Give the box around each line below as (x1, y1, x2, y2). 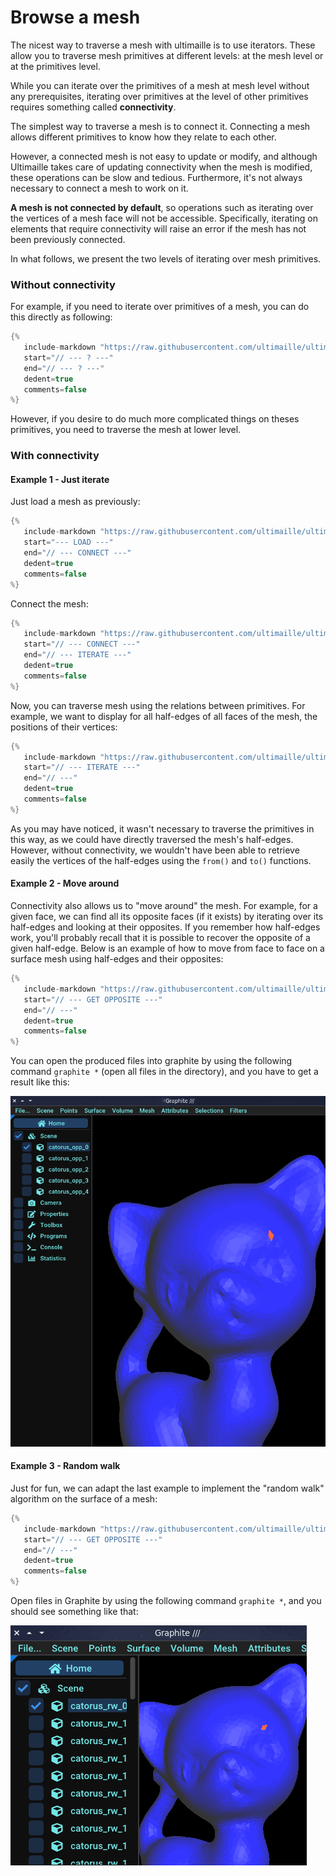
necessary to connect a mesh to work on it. (10, 182, 189, 194)
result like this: (10, 1076, 70, 1088)
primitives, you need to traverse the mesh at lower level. (10, 424, 242, 436)
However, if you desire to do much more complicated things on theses (10, 413, 300, 425)
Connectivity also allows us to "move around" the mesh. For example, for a (10, 900, 318, 912)
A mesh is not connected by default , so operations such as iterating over (10, 201, 314, 213)
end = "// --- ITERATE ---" (23, 650, 132, 660)
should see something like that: (10, 1606, 139, 1617)
